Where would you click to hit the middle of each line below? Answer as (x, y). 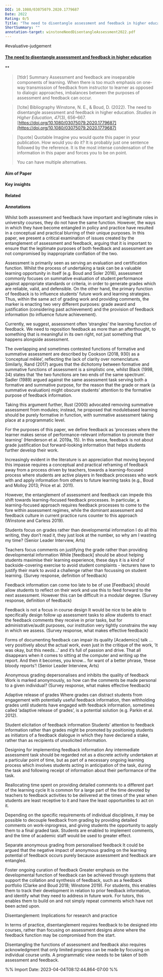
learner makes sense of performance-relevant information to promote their (80, 435)
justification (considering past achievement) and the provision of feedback (80, 309)
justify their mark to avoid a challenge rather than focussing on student (76, 571)
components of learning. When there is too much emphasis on (79, 83)
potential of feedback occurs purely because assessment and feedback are (81, 856)
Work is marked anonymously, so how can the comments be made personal (81, 680)
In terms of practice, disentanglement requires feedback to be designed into (81, 925)
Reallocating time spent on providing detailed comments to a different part (79, 785)
